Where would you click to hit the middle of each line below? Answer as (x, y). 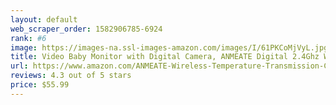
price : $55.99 (40, 85)
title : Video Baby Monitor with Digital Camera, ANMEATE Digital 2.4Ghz (165, 57)
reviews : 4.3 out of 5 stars (71, 76)
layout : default (44, 19)
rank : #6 (28, 38)
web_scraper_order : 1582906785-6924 (86, 29)
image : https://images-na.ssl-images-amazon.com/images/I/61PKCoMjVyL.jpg (169, 47)
